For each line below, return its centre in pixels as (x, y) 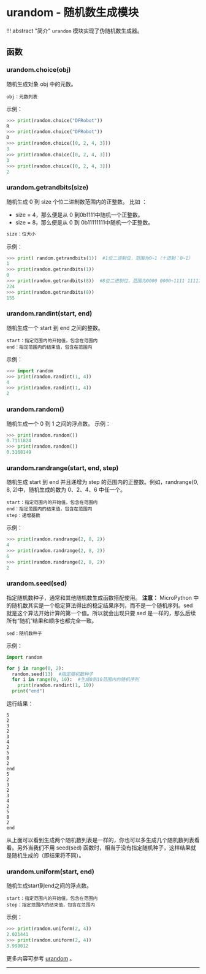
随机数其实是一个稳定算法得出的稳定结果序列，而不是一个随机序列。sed (102, 605)
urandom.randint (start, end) (49, 313)
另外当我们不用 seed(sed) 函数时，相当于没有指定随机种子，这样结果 (104, 848)
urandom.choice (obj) (39, 70)
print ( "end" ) (29, 691)
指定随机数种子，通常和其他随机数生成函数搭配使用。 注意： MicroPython (99, 597)
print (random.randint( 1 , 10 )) (56, 685)
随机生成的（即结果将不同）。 (48, 856)
